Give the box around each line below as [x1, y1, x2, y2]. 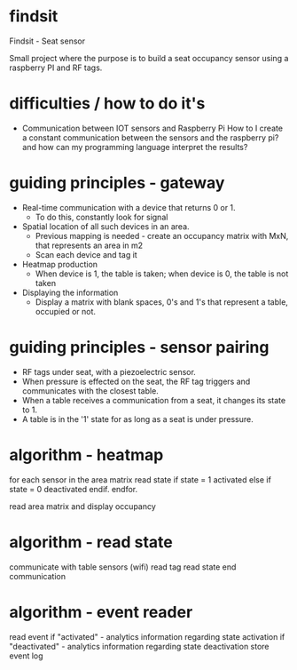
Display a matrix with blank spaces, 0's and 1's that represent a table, [35, 296, 288, 307]
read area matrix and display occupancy [9, 500, 157, 512]
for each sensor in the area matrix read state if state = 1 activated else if [9, 474, 272, 485]
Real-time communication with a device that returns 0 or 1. [21, 202, 237, 212]
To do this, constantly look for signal [35, 211, 168, 222]
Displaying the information [21, 287, 119, 298]
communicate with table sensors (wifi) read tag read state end [9, 562, 237, 572]
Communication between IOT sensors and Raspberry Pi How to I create [21, 123, 284, 133]
